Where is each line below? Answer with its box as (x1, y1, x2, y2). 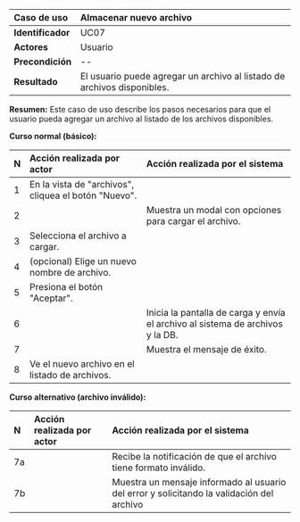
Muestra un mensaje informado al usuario (111, 476, 287, 488)
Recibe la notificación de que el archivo (111, 451, 277, 462)
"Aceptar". (29, 292, 73, 304)
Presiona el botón (29, 281, 104, 293)
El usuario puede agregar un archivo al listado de (79, 70, 286, 82)
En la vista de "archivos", (29, 178, 135, 190)
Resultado (13, 76, 58, 87)
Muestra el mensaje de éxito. (146, 344, 267, 355)
